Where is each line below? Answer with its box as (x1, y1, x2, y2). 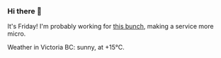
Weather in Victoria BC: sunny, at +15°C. (7, 43, 125, 52)
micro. (7, 29, 26, 38)
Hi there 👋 (7, 6, 42, 16)
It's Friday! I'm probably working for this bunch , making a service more (7, 22, 214, 31)
